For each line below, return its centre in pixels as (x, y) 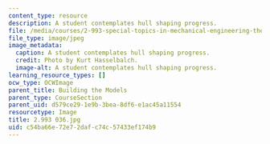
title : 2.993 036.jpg (45, 120)
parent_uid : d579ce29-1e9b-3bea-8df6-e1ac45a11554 (95, 105)
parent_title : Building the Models (68, 90)
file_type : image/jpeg (46, 38)
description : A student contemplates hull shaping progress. (113, 23)
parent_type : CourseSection (55, 98)
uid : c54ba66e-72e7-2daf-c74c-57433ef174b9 (82, 127)
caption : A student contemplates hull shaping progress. (113, 53)
